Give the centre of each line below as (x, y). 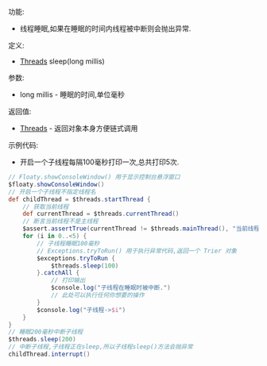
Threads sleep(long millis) (62, 61)
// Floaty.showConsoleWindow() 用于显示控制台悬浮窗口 (94, 177)
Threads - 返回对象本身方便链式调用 (79, 128)
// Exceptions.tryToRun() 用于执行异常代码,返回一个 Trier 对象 (137, 251)
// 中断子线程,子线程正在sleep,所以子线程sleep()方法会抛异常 (101, 347)
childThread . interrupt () (49, 354)
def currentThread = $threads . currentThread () (101, 214)
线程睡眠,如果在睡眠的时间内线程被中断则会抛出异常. (105, 29)
